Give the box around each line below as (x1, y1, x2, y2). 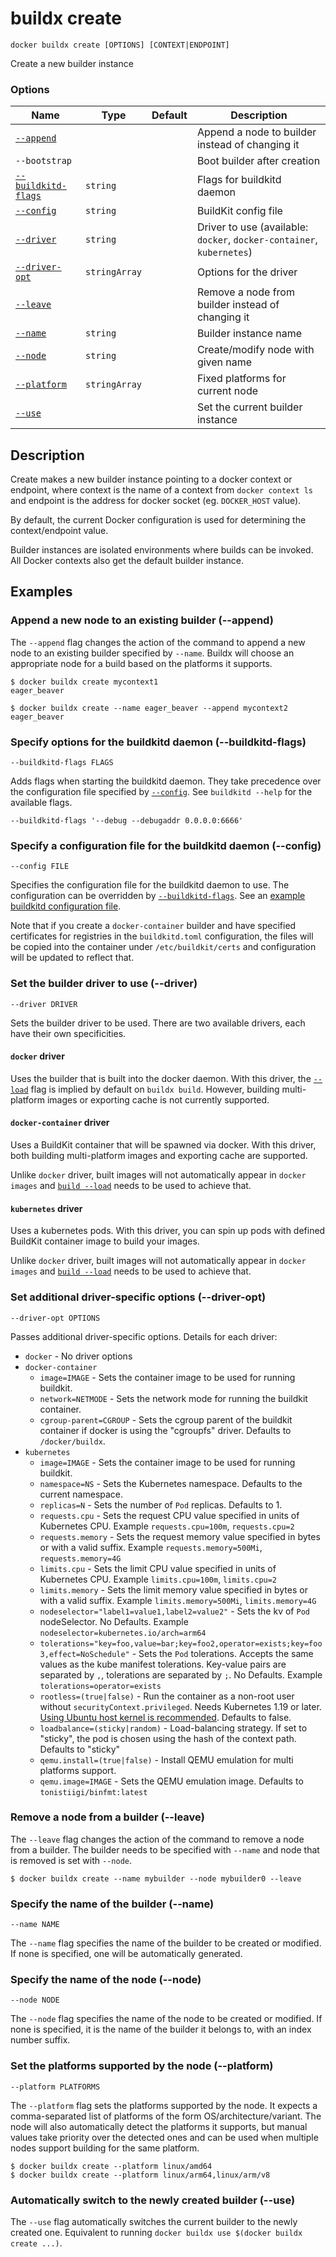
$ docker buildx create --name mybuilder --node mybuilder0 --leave (10, 1873, 302, 1884)
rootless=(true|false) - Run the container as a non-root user (39, 1690, 295, 1702)
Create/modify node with (196, 343, 315, 357)
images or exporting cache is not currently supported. (46, 1093, 270, 1106)
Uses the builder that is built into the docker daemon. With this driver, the (10, 1072, 312, 1084)
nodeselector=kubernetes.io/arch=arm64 (39, 1628, 207, 1638)
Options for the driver (196, 265, 298, 279)
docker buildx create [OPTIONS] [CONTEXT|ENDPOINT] (10, 40, 230, 50)
